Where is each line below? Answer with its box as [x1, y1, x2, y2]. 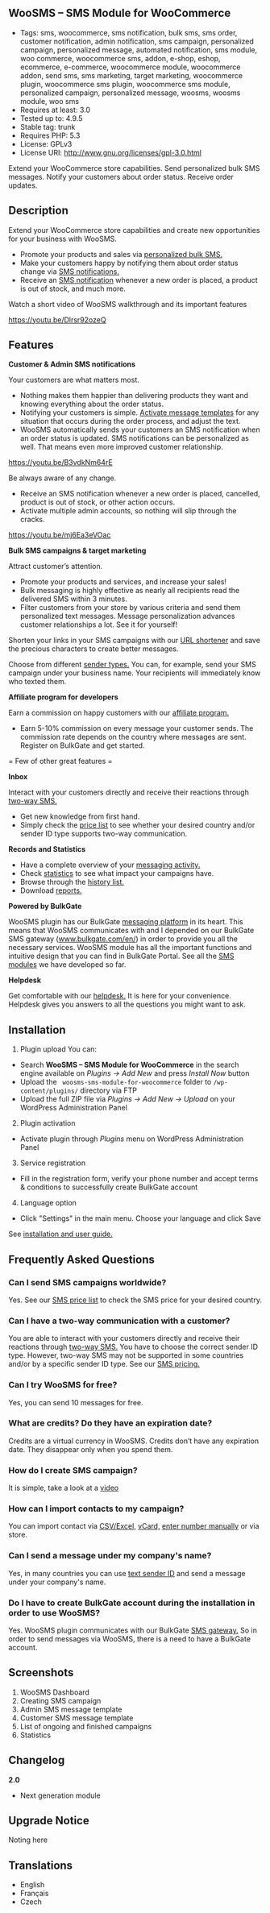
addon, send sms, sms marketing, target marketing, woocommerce [19, 70, 243, 80]
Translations [8, 1858, 73, 1872]
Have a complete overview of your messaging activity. [19, 860, 201, 869]
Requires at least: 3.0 [19, 105, 91, 114]
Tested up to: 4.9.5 [19, 113, 83, 123]
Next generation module [19, 1791, 101, 1800]
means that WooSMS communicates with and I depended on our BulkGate [8, 926, 255, 936]
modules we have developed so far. [8, 960, 127, 969]
